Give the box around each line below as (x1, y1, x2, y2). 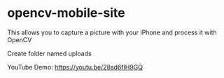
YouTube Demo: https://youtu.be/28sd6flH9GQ (7, 63, 143, 71)
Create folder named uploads (7, 49, 92, 58)
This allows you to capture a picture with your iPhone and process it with (7, 28, 217, 37)
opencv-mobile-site (7, 5, 125, 21)
